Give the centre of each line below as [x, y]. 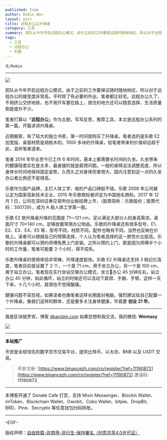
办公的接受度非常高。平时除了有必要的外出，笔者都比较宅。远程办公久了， [85, 96]
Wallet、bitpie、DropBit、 [125, 401]
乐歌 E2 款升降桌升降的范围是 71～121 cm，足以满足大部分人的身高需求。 [80, 218]
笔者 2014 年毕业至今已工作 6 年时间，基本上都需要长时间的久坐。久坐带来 [82, 159]
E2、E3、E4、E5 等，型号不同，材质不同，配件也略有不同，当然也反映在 [80, 230]
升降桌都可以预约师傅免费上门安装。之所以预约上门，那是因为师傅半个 [85, 243]
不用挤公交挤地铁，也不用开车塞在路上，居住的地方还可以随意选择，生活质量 [83, 102]
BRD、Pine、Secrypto [28, 408]
